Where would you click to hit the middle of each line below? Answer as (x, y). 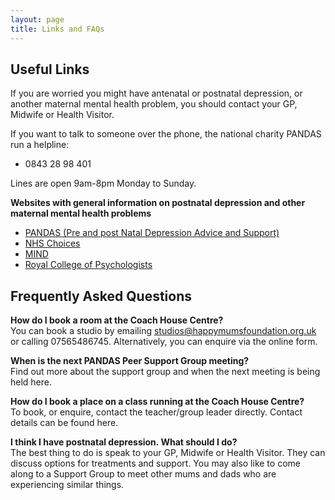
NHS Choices (52, 243)
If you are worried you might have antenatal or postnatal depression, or (156, 93)
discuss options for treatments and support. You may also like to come (155, 463)
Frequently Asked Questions (101, 296)
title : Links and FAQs (57, 29)
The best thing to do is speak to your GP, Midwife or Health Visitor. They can (168, 453)
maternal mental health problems (81, 213)
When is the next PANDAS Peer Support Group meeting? (130, 361)
